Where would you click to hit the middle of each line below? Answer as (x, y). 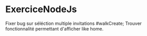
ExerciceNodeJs (41, 9)
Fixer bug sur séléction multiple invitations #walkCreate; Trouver (74, 23)
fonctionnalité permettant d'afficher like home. (54, 28)
